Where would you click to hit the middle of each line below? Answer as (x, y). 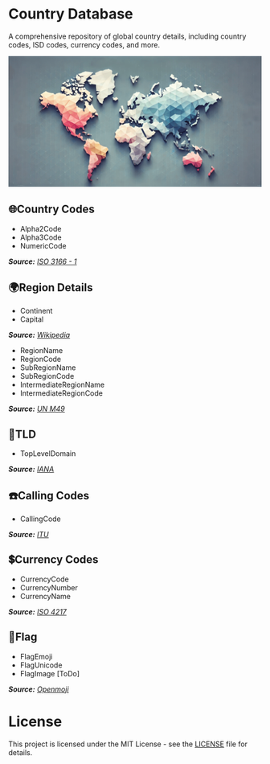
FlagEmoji (36, 656)
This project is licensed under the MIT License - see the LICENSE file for (128, 744)
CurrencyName (45, 596)
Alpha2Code (41, 228)
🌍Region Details (51, 288)
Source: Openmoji (39, 689)
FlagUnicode (41, 665)
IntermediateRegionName (62, 385)
